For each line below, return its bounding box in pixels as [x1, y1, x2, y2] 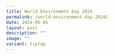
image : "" [6, 36, 30, 41]
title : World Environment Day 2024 [6, 8, 93, 15]
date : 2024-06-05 [6, 19, 49, 25]
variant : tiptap [6, 41, 46, 47]
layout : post [6, 24, 38, 31]
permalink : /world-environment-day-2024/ [6, 14, 109, 20]
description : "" [6, 30, 46, 36]
